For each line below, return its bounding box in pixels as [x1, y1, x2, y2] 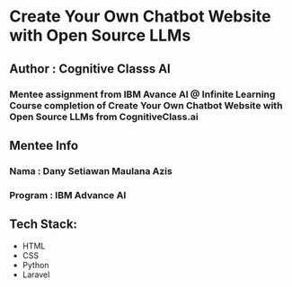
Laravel [22, 269, 50, 280]
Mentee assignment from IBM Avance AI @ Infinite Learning [9, 88, 276, 100]
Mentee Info [9, 137, 79, 153]
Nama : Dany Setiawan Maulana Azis [9, 164, 173, 177]
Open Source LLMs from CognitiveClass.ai [9, 110, 199, 123]
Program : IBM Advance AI [9, 188, 127, 201]
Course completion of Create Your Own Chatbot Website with [9, 99, 283, 111]
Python [22, 259, 49, 270]
